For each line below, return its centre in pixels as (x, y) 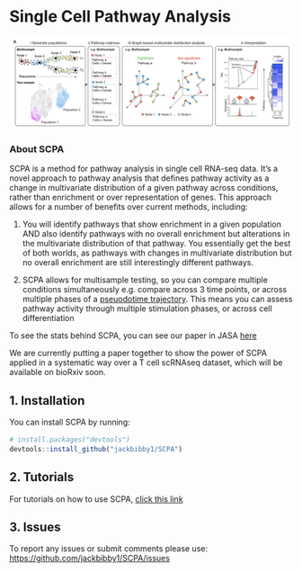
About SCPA (37, 148)
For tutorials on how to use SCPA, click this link (96, 499)
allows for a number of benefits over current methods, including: (129, 207)
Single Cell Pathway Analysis (120, 17)
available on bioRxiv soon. (58, 372)
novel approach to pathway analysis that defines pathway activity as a (139, 178)
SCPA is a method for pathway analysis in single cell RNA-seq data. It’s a (144, 169)
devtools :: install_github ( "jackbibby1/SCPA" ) (96, 449)
